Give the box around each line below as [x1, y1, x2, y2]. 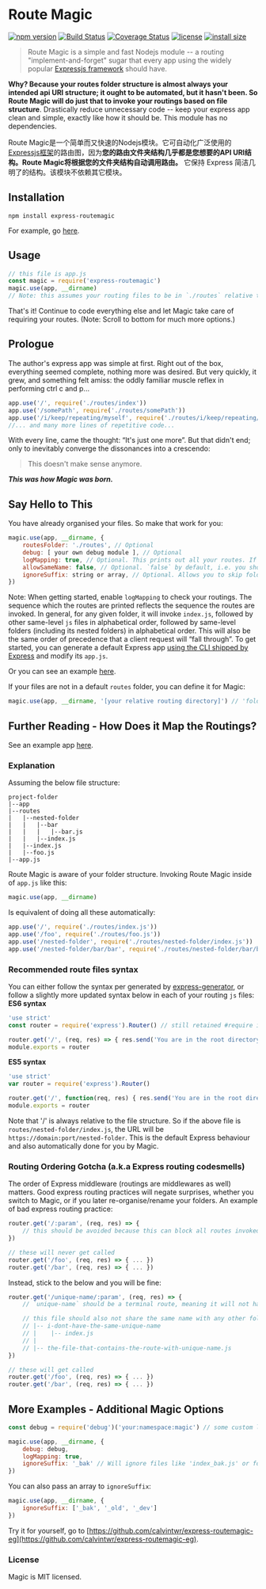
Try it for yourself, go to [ [8, 1526, 89, 1535]
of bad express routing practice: [8, 1204, 113, 1214]
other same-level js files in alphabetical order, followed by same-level [8, 618, 236, 627]
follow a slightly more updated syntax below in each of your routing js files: [8, 990, 255, 1000]
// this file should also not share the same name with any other [22, 1315, 246, 1323]
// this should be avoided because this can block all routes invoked [22, 1227, 260, 1235]
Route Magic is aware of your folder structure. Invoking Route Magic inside [8, 870, 252, 879]
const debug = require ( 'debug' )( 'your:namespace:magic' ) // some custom [8, 1423, 253, 1431]
